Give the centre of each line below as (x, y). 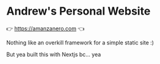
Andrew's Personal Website (78, 11)
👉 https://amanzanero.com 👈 (45, 28)
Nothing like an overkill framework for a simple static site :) (80, 42)
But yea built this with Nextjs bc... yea (54, 54)
